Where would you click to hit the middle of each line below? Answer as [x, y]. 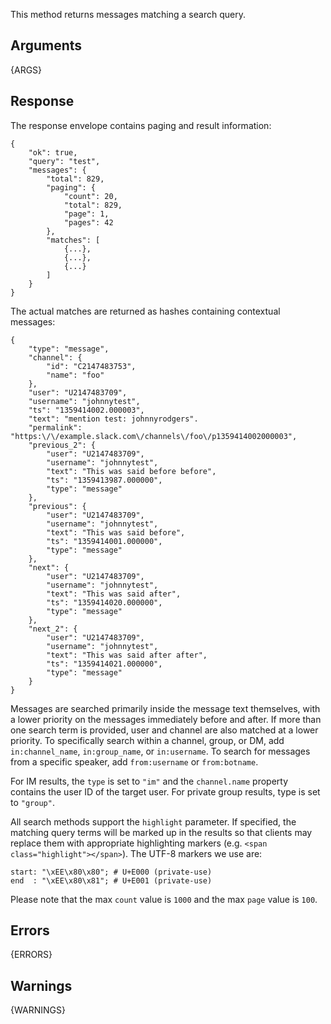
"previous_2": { [62, 445]
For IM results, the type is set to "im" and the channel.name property [149, 781]
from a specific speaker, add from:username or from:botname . [134, 761]
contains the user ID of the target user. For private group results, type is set [165, 791]
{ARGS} [26, 70]
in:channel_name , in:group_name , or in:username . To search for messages [160, 751]
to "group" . [32, 802]
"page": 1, [86, 214]
